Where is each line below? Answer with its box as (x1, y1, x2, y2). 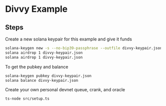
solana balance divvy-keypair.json (5, 78, 79, 83)
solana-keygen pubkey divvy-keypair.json (5, 73, 92, 78)
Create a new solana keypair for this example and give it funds (5, 36, 132, 42)
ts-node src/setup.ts (5, 96, 50, 102)
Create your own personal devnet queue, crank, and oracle (5, 87, 125, 93)
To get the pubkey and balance (5, 64, 68, 70)
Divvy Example (5, 3, 68, 15)
